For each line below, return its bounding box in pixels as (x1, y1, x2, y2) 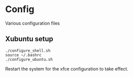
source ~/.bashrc (5, 52, 42, 57)
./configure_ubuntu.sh (5, 57, 53, 62)
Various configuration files (5, 20, 60, 26)
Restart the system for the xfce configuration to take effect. (5, 65, 128, 71)
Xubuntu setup (5, 35, 53, 43)
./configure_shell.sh (5, 48, 51, 53)
